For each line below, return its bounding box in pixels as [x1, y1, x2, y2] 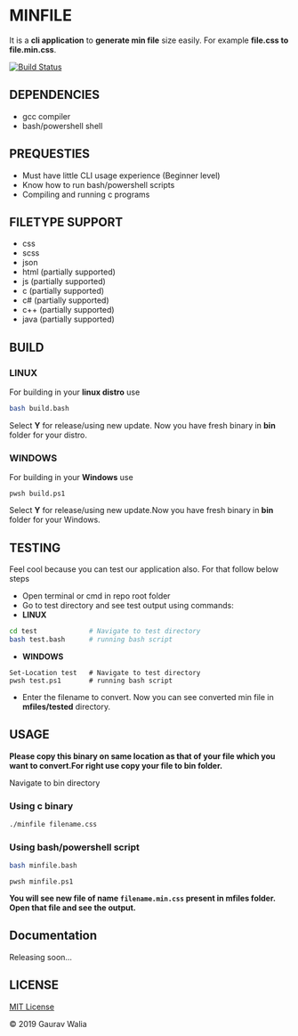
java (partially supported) [21, 314, 116, 325]
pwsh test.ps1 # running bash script [9, 676, 173, 685]
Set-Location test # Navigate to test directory [9, 668, 201, 677]
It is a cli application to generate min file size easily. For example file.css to [9, 35, 289, 45]
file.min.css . [9, 44, 57, 54]
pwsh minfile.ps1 [9, 877, 74, 886]
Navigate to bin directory [9, 777, 101, 788]
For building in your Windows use [9, 472, 133, 483]
